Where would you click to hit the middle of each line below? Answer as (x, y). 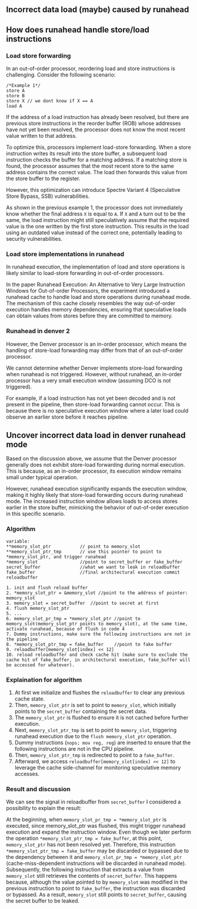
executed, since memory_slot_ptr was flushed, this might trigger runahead (96, 826)
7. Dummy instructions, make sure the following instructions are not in (98, 634)
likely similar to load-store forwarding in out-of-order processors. (85, 273)
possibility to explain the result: (44, 808)
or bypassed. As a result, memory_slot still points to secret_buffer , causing (96, 895)
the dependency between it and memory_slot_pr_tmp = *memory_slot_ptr (94, 857)
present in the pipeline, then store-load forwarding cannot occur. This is (93, 404)
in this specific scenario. (36, 514)
